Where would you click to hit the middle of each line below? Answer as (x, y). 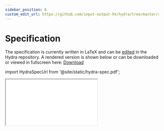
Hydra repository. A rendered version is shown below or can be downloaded (82, 57)
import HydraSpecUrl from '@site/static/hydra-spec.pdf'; (62, 72)
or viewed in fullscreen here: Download (44, 62)
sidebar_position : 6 (26, 10)
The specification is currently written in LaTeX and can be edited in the (76, 52)
